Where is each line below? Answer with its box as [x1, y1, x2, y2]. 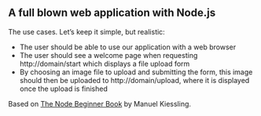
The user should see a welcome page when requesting [19, 50, 198, 60]
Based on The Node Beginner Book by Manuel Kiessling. [8, 99, 191, 108]
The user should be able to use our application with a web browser [19, 42, 237, 52]
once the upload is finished [19, 84, 108, 93]
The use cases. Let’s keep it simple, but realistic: [8, 27, 165, 36]
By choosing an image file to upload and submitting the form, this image [19, 67, 253, 77]
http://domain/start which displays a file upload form [19, 59, 190, 68]
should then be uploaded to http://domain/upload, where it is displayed [19, 75, 250, 85]
